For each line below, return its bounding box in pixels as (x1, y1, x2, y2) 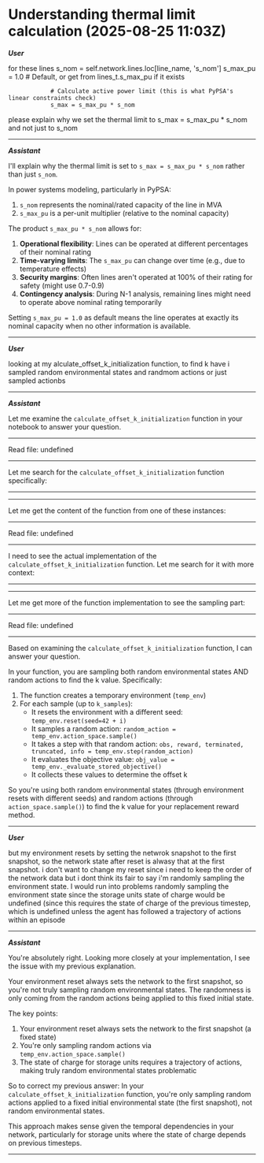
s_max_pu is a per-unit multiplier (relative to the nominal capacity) (19, 208, 229, 217)
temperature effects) (19, 264, 87, 273)
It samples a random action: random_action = (31, 723, 177, 734)
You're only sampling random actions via (19, 1040, 152, 1050)
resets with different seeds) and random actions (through (8, 793, 193, 803)
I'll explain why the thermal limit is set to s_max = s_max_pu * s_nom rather (8, 161, 245, 170)
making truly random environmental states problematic (19, 1065, 197, 1075)
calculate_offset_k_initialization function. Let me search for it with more (8, 559, 255, 569)
